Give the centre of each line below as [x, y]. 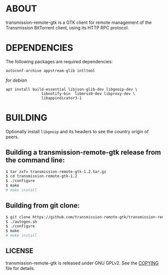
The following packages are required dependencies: [59, 61]
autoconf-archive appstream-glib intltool [50, 71]
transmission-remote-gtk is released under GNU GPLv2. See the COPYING [82, 263]
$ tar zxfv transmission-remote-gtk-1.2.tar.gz [56, 172]
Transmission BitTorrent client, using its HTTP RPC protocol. [67, 27]
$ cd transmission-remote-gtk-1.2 [42, 176]
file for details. [20, 268]
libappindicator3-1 [61, 98]
